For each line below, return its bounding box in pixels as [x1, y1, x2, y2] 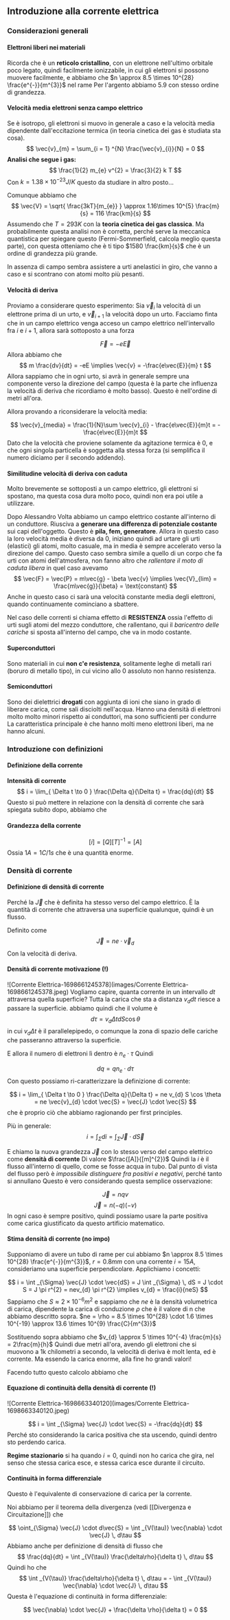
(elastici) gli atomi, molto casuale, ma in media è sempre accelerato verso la [7, 542, 222, 550]
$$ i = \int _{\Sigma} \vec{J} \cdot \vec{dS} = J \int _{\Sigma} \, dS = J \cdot [8, 1278, 223, 1286]
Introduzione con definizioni [7, 744, 104, 753]
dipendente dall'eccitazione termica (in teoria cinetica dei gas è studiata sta [7, 126, 221, 134]
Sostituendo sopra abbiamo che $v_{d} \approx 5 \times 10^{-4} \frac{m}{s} [7, 1333, 222, 1341]
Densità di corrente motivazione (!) [7, 965, 108, 973]
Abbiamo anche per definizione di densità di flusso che [7, 1541, 163, 1550]
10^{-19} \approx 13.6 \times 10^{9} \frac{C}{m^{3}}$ [7, 1319, 157, 1328]
